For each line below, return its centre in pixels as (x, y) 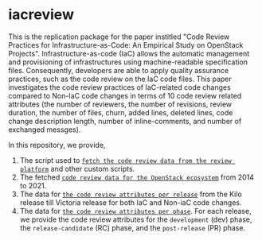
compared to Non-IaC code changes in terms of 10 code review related (125, 95)
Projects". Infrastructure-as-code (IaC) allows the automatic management (129, 53)
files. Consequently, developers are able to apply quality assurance (119, 70)
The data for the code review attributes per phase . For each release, (136, 211)
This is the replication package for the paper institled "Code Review (119, 37)
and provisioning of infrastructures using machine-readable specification (128, 62)
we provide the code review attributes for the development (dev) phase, (136, 219)
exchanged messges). (45, 130)
